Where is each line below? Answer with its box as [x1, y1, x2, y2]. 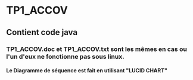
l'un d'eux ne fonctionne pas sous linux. [6, 52, 124, 60]
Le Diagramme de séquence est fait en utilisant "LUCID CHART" [6, 67, 168, 74]
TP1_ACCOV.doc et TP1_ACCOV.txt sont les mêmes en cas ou [6, 45, 188, 53]
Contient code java [6, 27, 78, 37]
